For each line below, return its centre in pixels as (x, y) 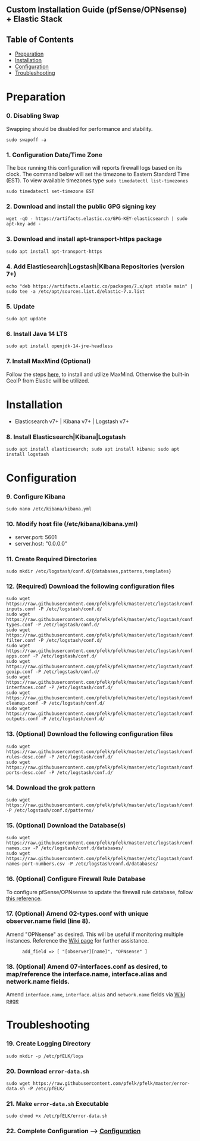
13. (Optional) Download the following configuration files (90, 734)
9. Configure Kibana (36, 497)
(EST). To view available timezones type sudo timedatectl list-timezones (97, 180)
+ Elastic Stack (34, 19)
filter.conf (21, 641)
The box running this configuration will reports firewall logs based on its (94, 167)
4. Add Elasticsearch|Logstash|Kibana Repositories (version (96, 267)
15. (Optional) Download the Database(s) (66, 825)
